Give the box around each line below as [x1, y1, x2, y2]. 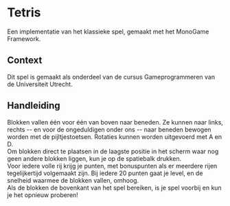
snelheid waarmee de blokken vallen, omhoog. [7, 176, 139, 184]
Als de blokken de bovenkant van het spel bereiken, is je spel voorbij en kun [7, 183, 222, 192]
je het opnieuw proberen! [7, 190, 79, 199]
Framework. [7, 34, 41, 42]
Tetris [7, 5, 41, 21]
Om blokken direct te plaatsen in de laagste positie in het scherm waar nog [7, 147, 219, 155]
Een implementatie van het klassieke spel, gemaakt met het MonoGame [7, 27, 209, 36]
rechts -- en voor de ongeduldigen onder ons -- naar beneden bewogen [7, 125, 211, 133]
